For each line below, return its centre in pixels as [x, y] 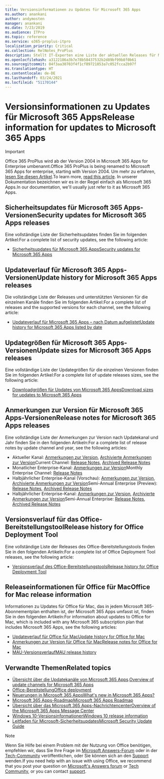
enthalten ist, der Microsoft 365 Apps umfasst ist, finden [97, 612]
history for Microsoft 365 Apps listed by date [57, 327]
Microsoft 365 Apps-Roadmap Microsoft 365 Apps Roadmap [72, 700]
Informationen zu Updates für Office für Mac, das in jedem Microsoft [74, 606]
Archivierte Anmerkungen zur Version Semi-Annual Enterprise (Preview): [85, 483]
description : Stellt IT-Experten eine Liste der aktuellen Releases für [81, 55]
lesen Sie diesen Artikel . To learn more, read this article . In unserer [71, 176]
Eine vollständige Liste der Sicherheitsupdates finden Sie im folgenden [76, 235]
